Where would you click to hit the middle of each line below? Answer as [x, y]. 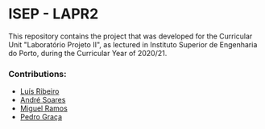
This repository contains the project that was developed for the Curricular [130, 36]
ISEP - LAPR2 [54, 14]
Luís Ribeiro [39, 91]
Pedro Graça [41, 117]
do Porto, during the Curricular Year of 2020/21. [88, 53]
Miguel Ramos [44, 108]
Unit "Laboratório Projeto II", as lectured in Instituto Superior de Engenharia [133, 44]
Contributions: [37, 74]
